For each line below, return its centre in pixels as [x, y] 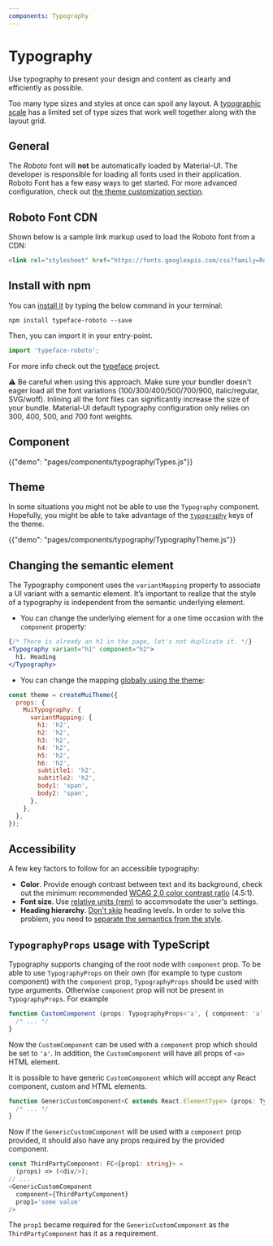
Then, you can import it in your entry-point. [80, 336]
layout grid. [27, 121]
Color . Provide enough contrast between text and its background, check [141, 884]
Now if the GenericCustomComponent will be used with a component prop [125, 1132]
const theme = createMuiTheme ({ [63, 695]
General [29, 146]
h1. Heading [36, 656]
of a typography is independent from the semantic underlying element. [127, 603]
